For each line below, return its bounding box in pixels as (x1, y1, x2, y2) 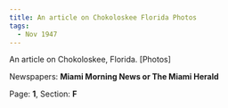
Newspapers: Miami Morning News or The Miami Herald (9, 71, 220, 82)
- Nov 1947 (17, 29, 58, 38)
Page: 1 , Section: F (9, 88, 77, 99)
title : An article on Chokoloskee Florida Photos (9, 12, 198, 22)
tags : (9, 21, 29, 30)
